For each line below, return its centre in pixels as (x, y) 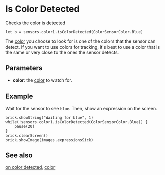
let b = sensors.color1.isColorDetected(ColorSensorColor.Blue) (74, 32)
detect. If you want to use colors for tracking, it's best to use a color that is (83, 47)
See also (19, 155)
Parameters (24, 68)
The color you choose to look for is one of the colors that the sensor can (80, 41)
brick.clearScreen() (27, 135)
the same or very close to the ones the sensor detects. (62, 52)
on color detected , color (30, 167)
